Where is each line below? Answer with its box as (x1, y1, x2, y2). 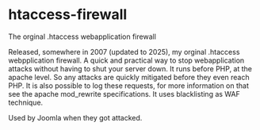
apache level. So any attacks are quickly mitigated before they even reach (8, 72, 250, 82)
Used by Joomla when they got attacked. (8, 113, 143, 122)
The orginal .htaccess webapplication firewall (8, 32, 157, 41)
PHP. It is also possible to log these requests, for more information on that (8, 81, 250, 90)
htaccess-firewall (8, 6, 128, 24)
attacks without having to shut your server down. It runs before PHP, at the (8, 63, 252, 73)
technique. (8, 97, 44, 107)
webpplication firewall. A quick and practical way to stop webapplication (8, 55, 245, 65)
